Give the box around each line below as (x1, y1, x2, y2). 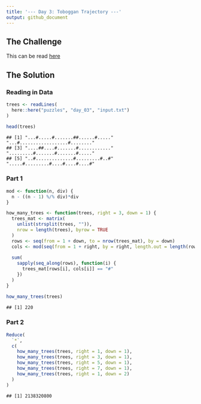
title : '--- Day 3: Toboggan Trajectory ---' (6, 8, 121, 15)
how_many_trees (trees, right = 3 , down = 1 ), (17, 354, 133, 360)
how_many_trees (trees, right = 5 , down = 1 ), (17, 360, 133, 366)
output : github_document (6, 14, 68, 20)
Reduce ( (6, 331, 26, 338)
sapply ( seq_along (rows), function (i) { (17, 261, 117, 267)
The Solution (6, 70, 55, 80)
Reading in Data (6, 88, 53, 96)
